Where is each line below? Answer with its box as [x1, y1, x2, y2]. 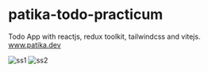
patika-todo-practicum [8, 6, 164, 24]
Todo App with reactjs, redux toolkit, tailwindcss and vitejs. [8, 32, 201, 41]
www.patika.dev [8, 40, 61, 49]
